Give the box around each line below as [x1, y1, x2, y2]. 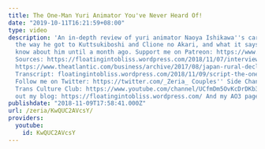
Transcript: [15, 70, 55, 78]
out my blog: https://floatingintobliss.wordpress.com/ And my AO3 [15, 92, 242, 100]
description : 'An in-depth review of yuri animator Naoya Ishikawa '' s [8, 33, 245, 42]
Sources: [15, 56, 44, 64]
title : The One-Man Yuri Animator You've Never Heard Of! [8, 11, 203, 20]
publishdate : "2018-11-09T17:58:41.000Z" [8, 99, 147, 107]
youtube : [15, 121, 44, 129]
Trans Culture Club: [15, 84, 83, 93]
